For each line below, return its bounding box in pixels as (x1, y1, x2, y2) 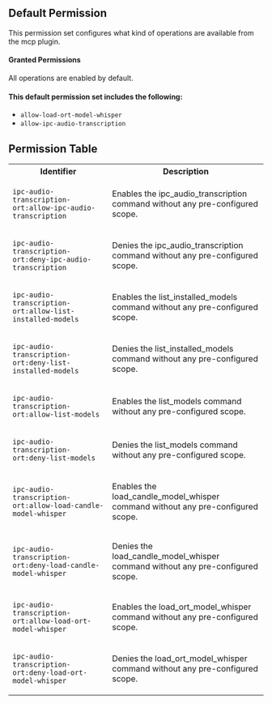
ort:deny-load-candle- (12, 561, 100, 570)
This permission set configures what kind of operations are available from (8, 28, 254, 37)
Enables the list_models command (112, 396, 242, 407)
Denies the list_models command (112, 439, 238, 450)
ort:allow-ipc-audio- (12, 203, 96, 213)
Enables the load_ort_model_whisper (112, 601, 252, 612)
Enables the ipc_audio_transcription (112, 188, 248, 199)
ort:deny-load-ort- (12, 668, 87, 677)
